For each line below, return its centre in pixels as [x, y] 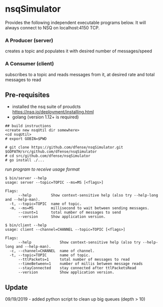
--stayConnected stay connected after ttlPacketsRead [77, 268]
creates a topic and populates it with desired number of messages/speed [79, 51]
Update [17, 287]
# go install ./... [25, 160]
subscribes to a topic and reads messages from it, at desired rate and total [80, 74]
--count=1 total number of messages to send [69, 213]
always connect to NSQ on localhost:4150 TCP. [52, 27]
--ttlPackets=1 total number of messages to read [74, 260]
